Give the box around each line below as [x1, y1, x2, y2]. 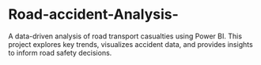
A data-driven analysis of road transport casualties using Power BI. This [8, 31, 243, 41]
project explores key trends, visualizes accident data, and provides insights [8, 39, 253, 49]
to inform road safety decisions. [8, 48, 112, 57]
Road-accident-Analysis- [8, 5, 180, 23]
